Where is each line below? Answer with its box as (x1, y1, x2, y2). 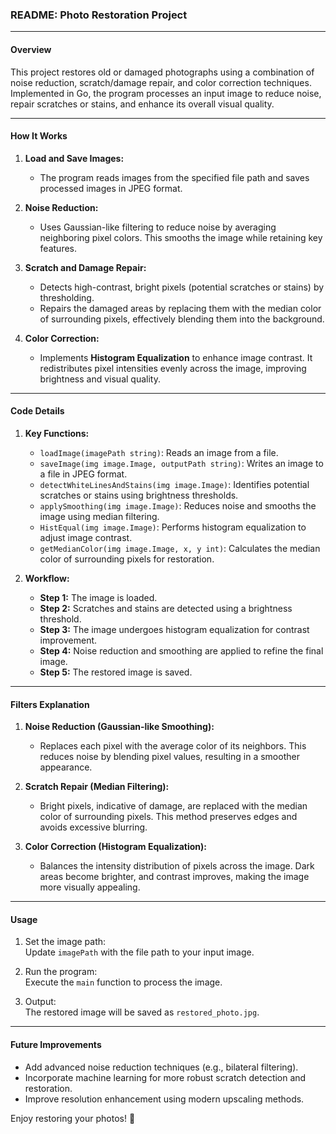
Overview (10, 43, 52, 55)
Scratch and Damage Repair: (24, 261, 147, 273)
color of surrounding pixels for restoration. (39, 553, 215, 565)
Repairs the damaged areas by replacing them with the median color (39, 302, 322, 314)
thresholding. (39, 291, 95, 303)
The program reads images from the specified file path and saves (39, 171, 310, 183)
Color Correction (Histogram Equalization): (24, 841, 207, 853)
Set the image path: (24, 936, 107, 948)
